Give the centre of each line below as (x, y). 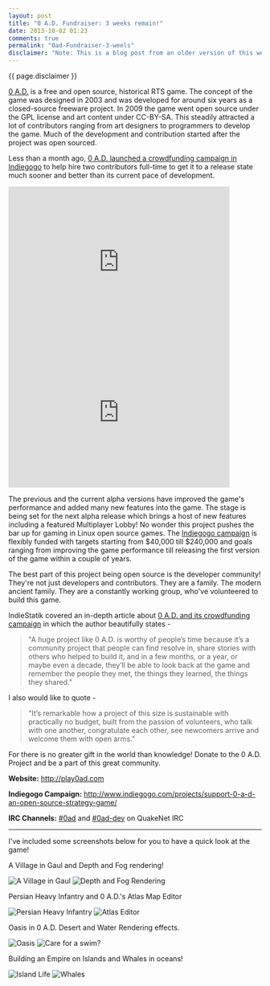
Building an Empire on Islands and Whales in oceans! (96, 959)
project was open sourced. (53, 143)
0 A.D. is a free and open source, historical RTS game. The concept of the (131, 92)
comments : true (34, 38)
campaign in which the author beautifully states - (90, 624)
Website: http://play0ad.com (56, 778)
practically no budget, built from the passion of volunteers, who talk (140, 722)
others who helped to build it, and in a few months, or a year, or (133, 656)
